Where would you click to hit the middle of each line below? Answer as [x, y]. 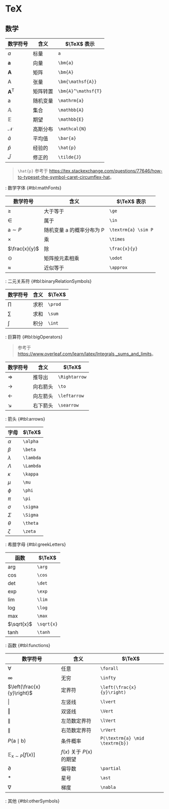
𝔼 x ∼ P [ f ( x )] [22, 755]
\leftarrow [71, 396]
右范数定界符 [76, 730]
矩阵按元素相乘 [62, 258]
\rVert [108, 730]
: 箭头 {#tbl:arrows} [25, 419]
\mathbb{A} [71, 110]
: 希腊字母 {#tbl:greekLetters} [36, 544]
